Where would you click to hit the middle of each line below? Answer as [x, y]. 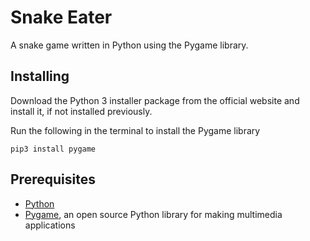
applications [50, 225]
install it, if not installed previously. [81, 111]
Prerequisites [53, 179]
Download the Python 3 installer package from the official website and [155, 100]
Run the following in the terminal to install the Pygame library [135, 130]
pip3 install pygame [53, 149]
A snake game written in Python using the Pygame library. [129, 45]
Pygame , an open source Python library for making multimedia [153, 214]
